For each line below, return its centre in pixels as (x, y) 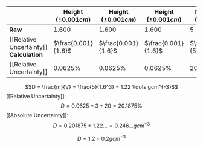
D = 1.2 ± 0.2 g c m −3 (101, 138)
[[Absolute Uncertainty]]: (37, 115)
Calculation (26, 55)
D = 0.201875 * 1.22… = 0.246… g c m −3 (101, 125)
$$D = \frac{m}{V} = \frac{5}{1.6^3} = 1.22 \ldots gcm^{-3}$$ (101, 87)
